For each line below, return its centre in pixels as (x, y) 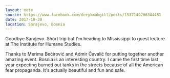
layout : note (19, 10)
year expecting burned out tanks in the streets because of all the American (84, 65)
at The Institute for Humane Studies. (44, 44)
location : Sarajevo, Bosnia (35, 24)
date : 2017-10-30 (24, 19)
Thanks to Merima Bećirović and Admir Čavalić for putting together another (85, 54)
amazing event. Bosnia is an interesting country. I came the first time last (82, 60)
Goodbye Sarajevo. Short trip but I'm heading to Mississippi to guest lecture (85, 39)
